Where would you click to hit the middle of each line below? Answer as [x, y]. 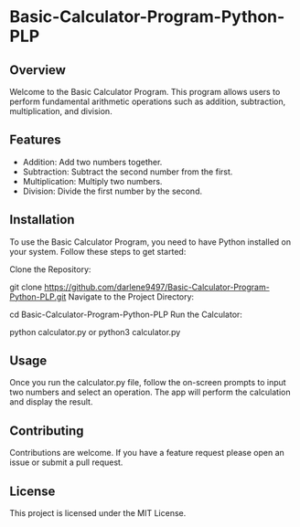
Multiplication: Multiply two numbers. [92, 181]
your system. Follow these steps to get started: [98, 251]
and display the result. [51, 402]
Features [35, 140]
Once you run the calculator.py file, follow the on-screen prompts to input [148, 383]
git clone [26, 287]
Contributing [47, 431]
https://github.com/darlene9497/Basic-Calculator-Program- [157, 287]
